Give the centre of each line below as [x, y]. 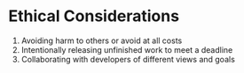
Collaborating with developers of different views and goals [128, 59]
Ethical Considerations [94, 16]
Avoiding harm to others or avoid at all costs [102, 40]
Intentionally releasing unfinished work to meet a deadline [127, 49]
